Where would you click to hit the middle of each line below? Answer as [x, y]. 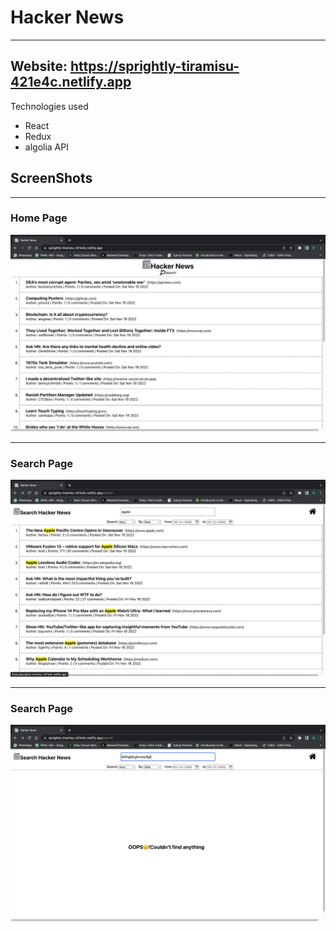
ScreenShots [51, 178]
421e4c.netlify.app [71, 82]
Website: [39, 66]
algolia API [46, 147]
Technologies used [49, 106]
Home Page [39, 218]
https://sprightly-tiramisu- [154, 66]
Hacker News [67, 17]
